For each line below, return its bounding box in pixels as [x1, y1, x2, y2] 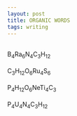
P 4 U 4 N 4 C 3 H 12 [7, 100, 48, 110]
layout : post [7, 10, 45, 18]
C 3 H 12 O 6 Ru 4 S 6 [7, 67, 51, 77]
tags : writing [7, 23, 49, 30]
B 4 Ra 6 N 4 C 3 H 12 [7, 50, 51, 60]
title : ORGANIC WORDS [7, 17, 71, 24]
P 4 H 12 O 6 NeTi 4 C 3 [7, 83, 57, 94]
